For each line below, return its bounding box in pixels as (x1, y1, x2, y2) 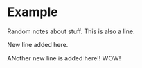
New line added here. (7, 40, 69, 49)
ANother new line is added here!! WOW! (7, 53, 121, 62)
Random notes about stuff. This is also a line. (7, 27, 135, 35)
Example (7, 4, 58, 20)
